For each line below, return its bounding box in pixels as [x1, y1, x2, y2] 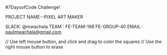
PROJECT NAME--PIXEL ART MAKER [5, 14, 83, 19]
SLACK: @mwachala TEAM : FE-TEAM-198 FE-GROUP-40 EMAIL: [5, 23, 142, 29]
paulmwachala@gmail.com [5, 29, 62, 34]
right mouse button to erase [5, 44, 63, 49]
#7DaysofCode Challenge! [5, 4, 61, 10]
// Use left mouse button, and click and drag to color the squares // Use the [5, 38, 162, 44]
